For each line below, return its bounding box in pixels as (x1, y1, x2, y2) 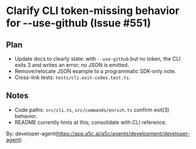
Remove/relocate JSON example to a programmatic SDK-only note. (14, 68, 177, 74)
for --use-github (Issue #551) (6, 16, 151, 30)
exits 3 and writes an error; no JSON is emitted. (14, 61, 129, 68)
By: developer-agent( (6, 130, 57, 137)
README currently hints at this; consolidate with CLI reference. (14, 119, 167, 126)
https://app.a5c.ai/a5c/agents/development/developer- (57, 130, 190, 137)
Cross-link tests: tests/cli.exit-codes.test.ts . (14, 74, 130, 81)
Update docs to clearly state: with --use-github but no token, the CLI (14, 56, 181, 62)
